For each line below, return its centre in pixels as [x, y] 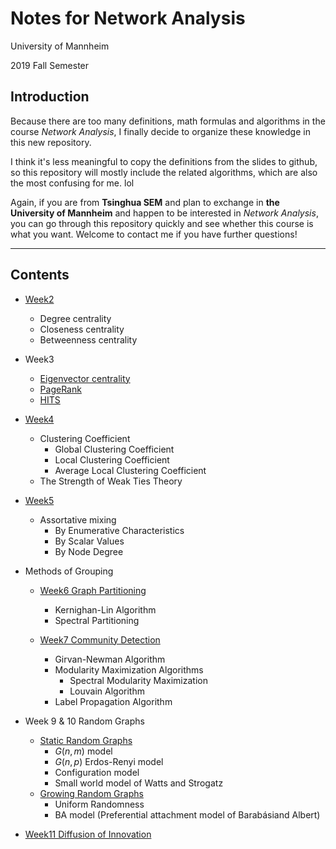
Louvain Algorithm [107, 691]
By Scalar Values [89, 541]
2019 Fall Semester [50, 65]
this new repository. [51, 142]
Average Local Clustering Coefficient [130, 470]
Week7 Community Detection [100, 639]
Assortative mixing [78, 519]
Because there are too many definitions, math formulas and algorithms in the [168, 121]
